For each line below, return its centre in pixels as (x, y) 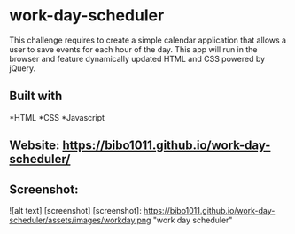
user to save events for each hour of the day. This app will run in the (133, 49)
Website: (35, 146)
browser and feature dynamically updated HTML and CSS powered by (137, 58)
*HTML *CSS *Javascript (57, 117)
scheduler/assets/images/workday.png (80, 220)
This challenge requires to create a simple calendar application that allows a (147, 40)
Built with (36, 96)
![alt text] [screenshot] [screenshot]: (75, 210)
